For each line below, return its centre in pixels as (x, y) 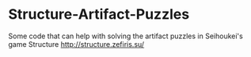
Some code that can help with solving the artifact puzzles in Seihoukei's (125, 36)
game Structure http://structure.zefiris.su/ (76, 44)
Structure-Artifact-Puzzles (99, 14)
